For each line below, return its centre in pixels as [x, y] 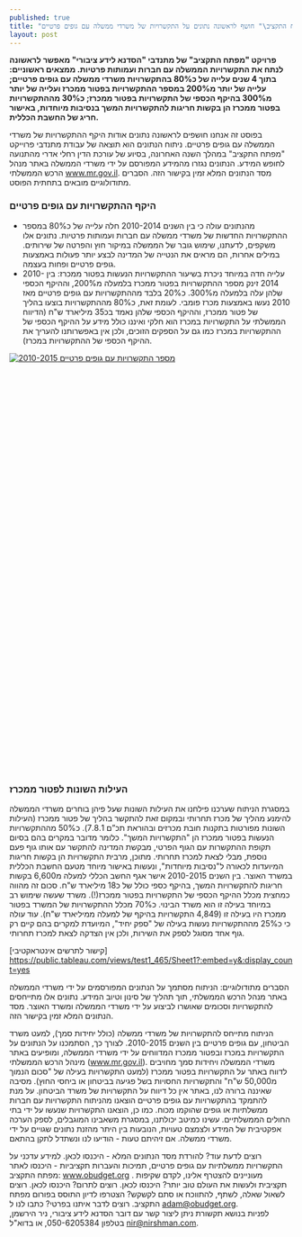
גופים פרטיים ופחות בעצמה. [69, 264]
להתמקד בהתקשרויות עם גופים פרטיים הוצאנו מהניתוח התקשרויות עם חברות [138, 1100]
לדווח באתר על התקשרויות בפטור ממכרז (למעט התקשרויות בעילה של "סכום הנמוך [148, 1071]
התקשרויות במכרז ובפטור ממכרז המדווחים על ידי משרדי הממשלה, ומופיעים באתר [147, 1052]
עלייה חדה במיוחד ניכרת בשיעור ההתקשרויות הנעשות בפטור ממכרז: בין [165, 273]
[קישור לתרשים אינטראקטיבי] [58, 950]
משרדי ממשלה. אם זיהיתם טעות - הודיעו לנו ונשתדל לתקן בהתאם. [120, 1138]
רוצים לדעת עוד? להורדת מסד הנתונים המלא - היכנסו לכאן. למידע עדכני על [136, 1156]
